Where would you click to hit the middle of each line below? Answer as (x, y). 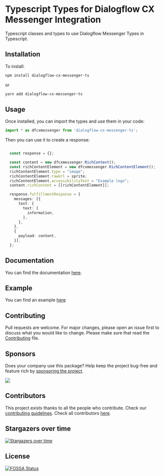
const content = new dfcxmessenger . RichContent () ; (63, 162)
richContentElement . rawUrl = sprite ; (48, 176)
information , (41, 213)
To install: (15, 66)
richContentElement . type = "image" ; (47, 171)
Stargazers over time (38, 429)
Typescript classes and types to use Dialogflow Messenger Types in (75, 33)
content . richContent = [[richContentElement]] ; (60, 185)
